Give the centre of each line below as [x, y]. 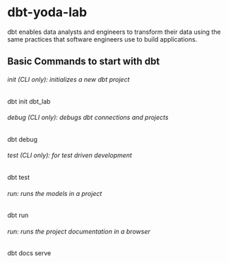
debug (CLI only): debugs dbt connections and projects [88, 118]
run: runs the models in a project [55, 193]
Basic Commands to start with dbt [84, 62]
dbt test [19, 177]
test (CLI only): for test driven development [70, 155]
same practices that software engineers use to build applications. [102, 39]
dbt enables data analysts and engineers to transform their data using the [114, 32]
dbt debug [22, 139]
